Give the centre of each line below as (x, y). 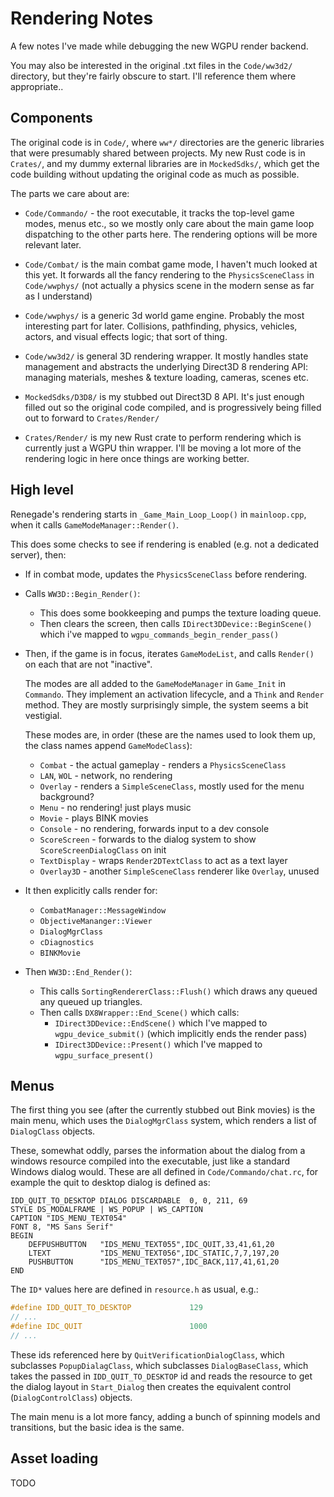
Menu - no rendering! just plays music (115, 807)
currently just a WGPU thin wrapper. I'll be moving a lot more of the (163, 448)
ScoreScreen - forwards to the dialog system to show (148, 839)
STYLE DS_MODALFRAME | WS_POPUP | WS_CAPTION (106, 1210)
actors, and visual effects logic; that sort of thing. (126, 336)
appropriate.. (37, 86)
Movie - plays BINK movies (94, 818)
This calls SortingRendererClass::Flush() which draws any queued (178, 991)
